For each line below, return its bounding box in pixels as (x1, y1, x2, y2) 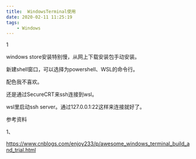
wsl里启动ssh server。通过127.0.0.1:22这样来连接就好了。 (6, 104, 145, 111)
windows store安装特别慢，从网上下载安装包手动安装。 (6, 54, 141, 61)
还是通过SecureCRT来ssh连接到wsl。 (6, 91, 97, 98)
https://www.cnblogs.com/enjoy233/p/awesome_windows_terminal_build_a (6, 140, 190, 147)
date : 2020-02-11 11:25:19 (6, 14, 73, 20)
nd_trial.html (6, 147, 37, 154)
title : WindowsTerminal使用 (6, 8, 76, 15)
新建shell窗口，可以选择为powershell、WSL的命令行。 (6, 66, 139, 73)
